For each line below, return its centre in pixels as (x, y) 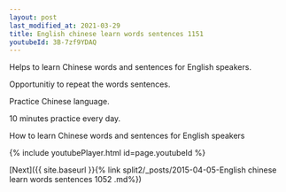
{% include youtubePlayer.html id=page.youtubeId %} (108, 153)
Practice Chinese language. (59, 102)
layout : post (33, 17)
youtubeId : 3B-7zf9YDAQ (53, 42)
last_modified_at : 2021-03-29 (65, 26)
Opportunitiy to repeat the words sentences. (90, 84)
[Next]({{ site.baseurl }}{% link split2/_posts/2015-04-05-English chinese (143, 170)
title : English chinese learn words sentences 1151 (106, 34)
